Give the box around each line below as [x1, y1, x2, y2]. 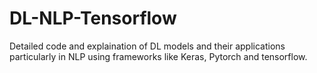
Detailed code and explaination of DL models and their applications [9, 40, 286, 52]
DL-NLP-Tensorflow [9, 7, 177, 30]
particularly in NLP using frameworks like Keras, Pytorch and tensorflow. [9, 50, 308, 62]
